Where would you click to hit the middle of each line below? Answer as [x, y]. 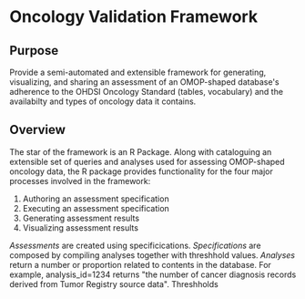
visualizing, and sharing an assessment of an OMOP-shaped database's [144, 82]
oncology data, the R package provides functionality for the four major [141, 171]
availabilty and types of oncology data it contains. [103, 101]
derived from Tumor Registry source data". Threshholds [114, 284]
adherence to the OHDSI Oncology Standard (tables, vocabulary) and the [147, 92]
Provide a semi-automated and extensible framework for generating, [138, 72]
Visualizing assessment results [81, 227]
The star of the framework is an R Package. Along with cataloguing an [141, 151]
